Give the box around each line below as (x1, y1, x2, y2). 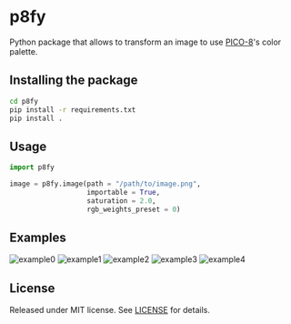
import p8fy (9, 163, 55, 172)
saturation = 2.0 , (86, 196, 156, 206)
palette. (9, 46, 38, 56)
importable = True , (86, 187, 161, 197)
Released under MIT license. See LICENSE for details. (9, 305, 211, 316)
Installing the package (9, 73, 138, 88)
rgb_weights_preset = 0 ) (86, 205, 181, 214)
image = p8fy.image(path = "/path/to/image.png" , (9, 179, 202, 188)
